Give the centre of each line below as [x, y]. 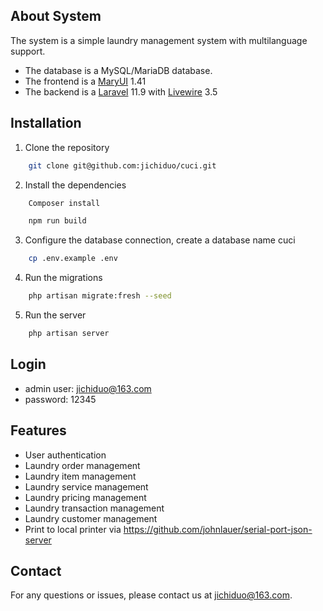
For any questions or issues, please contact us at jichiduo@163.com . [151, 595]
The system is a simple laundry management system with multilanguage [159, 40]
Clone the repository [67, 147]
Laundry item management [80, 476]
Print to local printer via [73, 529]
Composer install [64, 203]
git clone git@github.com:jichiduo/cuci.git [122, 165]
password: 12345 [60, 399]
